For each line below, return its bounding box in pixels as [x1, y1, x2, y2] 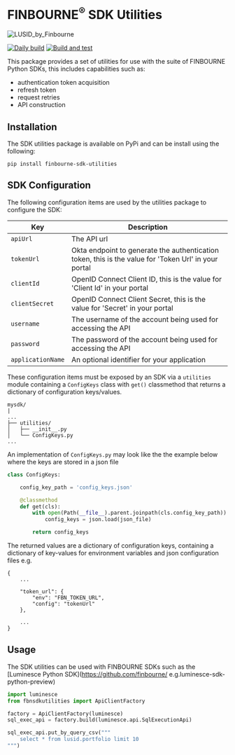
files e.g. [7, 556, 33, 564]
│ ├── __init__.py [7, 425, 68, 433]
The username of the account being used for [71, 314, 219, 324]
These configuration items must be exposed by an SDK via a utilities [7, 373, 211, 381]
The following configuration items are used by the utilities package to [7, 198, 207, 207]
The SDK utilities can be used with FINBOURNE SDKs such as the [7, 663, 196, 671]
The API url [71, 234, 108, 244]
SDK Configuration [7, 179, 91, 191]
